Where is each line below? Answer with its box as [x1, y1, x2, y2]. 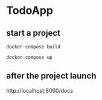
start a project [6, 28, 60, 38]
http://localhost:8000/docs [6, 87, 74, 94]
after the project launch [6, 71, 97, 81]
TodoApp [6, 4, 53, 18]
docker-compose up [6, 55, 53, 61]
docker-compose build [6, 44, 61, 50]
